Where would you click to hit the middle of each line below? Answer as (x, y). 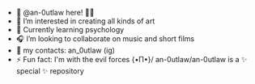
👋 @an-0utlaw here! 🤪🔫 (55, 13)
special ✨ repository (50, 71)
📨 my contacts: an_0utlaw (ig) (66, 50)
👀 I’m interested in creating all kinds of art (85, 21)
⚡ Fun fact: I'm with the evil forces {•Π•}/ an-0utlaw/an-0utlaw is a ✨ (132, 59)
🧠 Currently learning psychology (70, 29)
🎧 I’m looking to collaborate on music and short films (105, 39)
